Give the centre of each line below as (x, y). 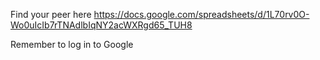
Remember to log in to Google (72, 44)
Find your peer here (51, 14)
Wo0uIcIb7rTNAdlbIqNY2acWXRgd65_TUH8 (101, 25)
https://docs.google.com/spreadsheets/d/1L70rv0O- (201, 14)
